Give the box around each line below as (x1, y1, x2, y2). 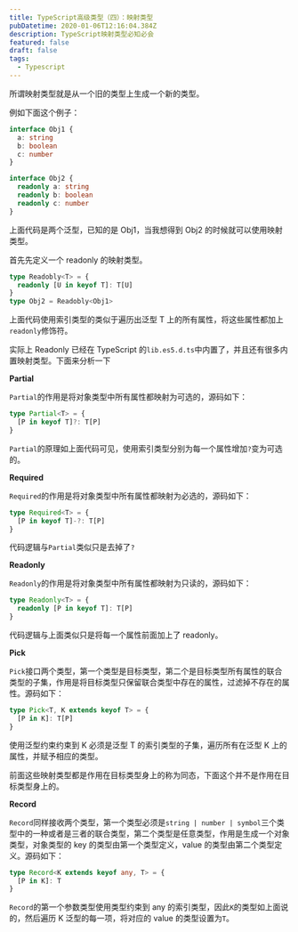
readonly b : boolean (17, 190, 93, 199)
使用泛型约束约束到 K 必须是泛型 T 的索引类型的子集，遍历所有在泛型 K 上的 (9, 740, 287, 750)
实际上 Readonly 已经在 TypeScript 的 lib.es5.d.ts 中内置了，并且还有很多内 (9, 344, 288, 355)
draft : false (9, 46, 58, 55)
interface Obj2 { (9, 174, 74, 183)
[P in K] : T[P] (17, 714, 74, 723)
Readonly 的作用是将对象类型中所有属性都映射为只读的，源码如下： (9, 578, 252, 588)
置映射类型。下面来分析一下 (9, 355, 111, 366)
